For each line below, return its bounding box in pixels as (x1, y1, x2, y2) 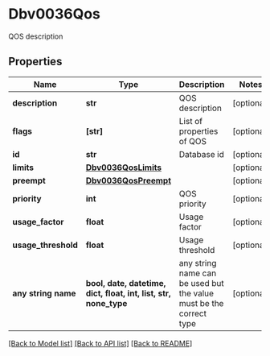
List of (178, 115, 203, 126)
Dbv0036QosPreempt (85, 175, 171, 186)
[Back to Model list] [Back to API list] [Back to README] (8, 338, 193, 348)
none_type (85, 297, 128, 308)
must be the (178, 297, 224, 308)
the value (178, 288, 215, 299)
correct (178, 308, 207, 319)
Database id (178, 148, 225, 159)
